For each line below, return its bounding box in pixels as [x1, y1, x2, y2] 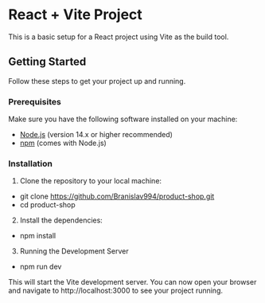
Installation [8, 158, 53, 169]
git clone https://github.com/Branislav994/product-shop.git [19, 191, 215, 201]
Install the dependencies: [19, 215, 103, 225]
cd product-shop [19, 200, 76, 210]
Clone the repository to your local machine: [19, 176, 162, 186]
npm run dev [19, 262, 62, 272]
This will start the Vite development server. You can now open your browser [8, 277, 257, 287]
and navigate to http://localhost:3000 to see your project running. [8, 285, 224, 296]
